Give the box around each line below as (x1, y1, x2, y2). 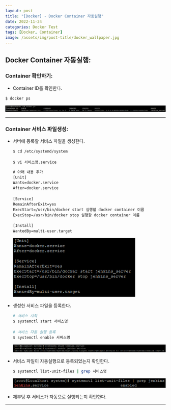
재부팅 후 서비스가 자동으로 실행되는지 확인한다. (12, 394, 107, 400)
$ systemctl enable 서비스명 (12, 335, 70, 340)
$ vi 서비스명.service (12, 160, 57, 165)
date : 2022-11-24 (5, 19, 42, 24)
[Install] (12, 223, 34, 228)
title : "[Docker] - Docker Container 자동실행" (5, 13, 104, 19)
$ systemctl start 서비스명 (12, 319, 68, 324)
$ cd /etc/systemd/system (12, 149, 68, 154)
